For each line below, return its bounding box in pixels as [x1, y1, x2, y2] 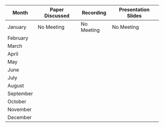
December [7, 114, 32, 121]
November [7, 106, 32, 113]
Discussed [44, 12, 70, 19]
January [7, 24, 27, 30]
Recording [82, 9, 106, 16]
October [7, 98, 27, 105]
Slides [126, 12, 142, 19]
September [7, 90, 33, 97]
